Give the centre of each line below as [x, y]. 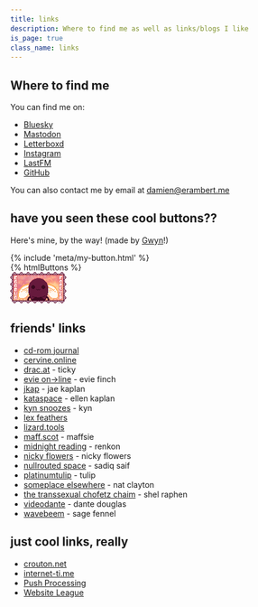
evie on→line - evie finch [69, 378]
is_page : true [37, 38]
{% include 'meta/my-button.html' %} [80, 257]
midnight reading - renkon [72, 446]
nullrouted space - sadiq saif [76, 465]
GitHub [37, 173]
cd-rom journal [51, 350]
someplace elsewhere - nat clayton [89, 484]
